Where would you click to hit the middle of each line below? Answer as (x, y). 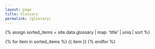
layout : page (18, 9)
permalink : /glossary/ (28, 18)
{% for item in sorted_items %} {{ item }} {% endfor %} (60, 42)
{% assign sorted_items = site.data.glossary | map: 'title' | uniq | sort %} (77, 33)
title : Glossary (22, 14)
